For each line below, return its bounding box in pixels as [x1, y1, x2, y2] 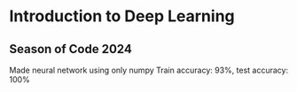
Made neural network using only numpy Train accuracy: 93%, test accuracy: [9, 65, 289, 75]
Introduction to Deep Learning [9, 6, 235, 27]
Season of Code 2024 [9, 42, 133, 57]
